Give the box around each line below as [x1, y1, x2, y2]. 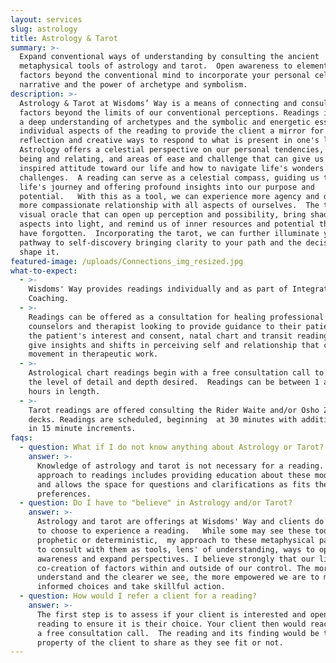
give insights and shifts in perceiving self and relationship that [28, 340, 320, 350]
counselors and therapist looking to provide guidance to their [28, 321, 302, 331]
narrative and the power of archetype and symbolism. [19, 80, 248, 90]
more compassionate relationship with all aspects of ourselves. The [19, 201, 320, 211]
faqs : [10, 433, 33, 443]
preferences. [36, 489, 92, 499]
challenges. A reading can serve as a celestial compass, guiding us [19, 172, 320, 183]
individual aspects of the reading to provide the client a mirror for [19, 126, 325, 136]
